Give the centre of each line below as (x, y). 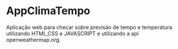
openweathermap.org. (34, 40)
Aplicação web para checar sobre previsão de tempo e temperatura (89, 27)
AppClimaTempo (48, 11)
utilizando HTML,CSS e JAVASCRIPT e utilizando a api (72, 33)
